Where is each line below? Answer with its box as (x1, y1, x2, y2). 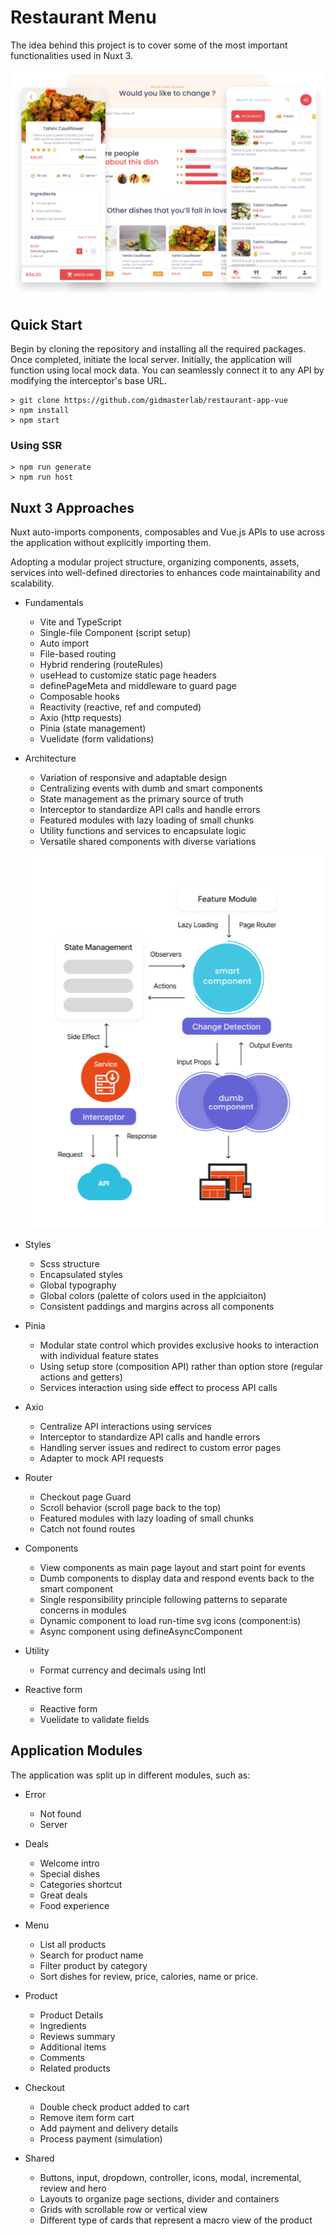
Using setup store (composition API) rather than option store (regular (39, 1360, 324, 1372)
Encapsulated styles (39, 1268, 124, 1280)
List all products (39, 1938, 107, 1950)
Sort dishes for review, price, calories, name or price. (39, 1970, 259, 1982)
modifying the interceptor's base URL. (10, 374, 167, 386)
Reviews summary (39, 2030, 116, 2042)
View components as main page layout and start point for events (39, 1561, 306, 1573)
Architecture (24, 752, 77, 765)
